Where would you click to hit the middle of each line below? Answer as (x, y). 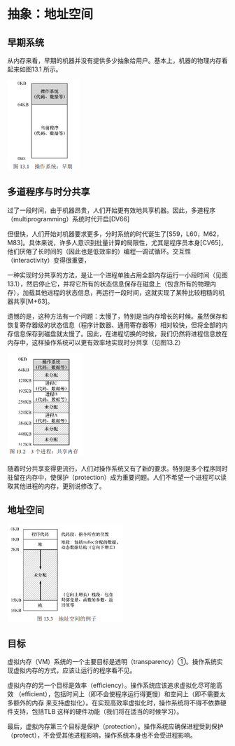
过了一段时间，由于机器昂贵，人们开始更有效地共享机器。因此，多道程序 (111, 210)
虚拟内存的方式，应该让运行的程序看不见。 (74, 670)
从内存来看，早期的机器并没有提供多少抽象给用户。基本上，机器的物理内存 (114, 61)
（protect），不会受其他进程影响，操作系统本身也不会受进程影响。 (102, 735)
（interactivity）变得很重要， (49, 260)
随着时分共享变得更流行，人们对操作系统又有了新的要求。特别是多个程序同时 (117, 468)
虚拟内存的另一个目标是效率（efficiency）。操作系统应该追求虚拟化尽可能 (112, 685)
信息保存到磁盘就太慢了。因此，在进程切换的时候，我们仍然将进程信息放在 (120, 333)
